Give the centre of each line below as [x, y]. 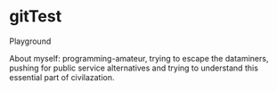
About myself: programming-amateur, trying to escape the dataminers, [139, 58]
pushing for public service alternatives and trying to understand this [134, 68]
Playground [30, 41]
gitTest [36, 17]
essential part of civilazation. [62, 77]
